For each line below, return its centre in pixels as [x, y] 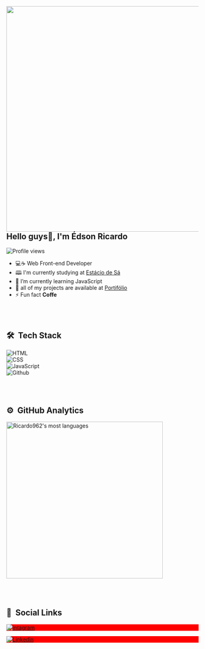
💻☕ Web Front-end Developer [54, 264]
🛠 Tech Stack [34, 336]
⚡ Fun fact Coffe [36, 295]
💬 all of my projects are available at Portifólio [71, 288]
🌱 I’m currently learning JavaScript [59, 281]
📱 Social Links [34, 613]
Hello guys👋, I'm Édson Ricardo [67, 236]
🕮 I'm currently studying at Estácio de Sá [68, 273]
